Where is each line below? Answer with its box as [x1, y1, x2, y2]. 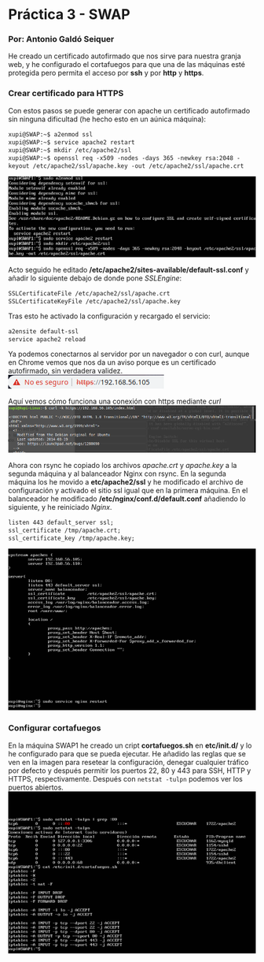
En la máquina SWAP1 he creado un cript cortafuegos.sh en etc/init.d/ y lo [8, 741, 252, 750]
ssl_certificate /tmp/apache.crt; [8, 526, 122, 535]
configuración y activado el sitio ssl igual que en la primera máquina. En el [8, 486, 248, 496]
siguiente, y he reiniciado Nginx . [8, 503, 112, 512]
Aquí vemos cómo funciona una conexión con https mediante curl [8, 396, 222, 406]
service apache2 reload [8, 335, 86, 344]
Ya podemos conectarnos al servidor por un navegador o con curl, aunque [8, 349, 250, 358]
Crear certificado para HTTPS [8, 88, 124, 99]
